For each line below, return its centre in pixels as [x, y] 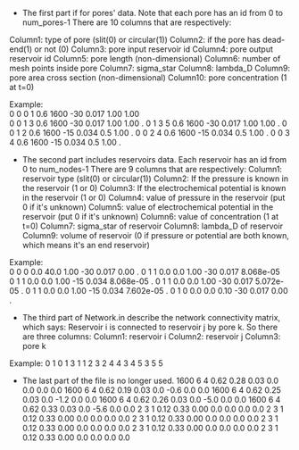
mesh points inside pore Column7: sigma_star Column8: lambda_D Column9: [150, 68]
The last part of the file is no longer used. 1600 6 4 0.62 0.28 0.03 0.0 [150, 380]
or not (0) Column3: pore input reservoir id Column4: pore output [154, 49]
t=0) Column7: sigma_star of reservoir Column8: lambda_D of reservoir [153, 226]
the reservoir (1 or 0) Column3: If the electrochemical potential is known [154, 188]
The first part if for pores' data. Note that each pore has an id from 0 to [153, 13]
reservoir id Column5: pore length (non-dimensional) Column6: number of [145, 58]
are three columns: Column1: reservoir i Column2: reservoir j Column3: [151, 337]
